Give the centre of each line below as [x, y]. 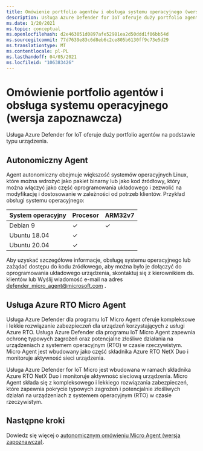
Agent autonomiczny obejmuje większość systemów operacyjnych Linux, [97, 175]
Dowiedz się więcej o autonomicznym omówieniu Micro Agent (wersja [93, 435]
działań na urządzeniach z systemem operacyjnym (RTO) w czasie [89, 395]
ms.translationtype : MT [36, 46]
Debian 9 [22, 225]
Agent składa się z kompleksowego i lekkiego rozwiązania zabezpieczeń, [97, 383]
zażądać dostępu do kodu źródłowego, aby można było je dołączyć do [94, 267]
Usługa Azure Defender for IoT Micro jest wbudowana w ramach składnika [99, 370]
